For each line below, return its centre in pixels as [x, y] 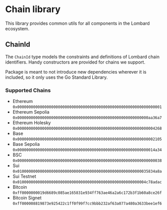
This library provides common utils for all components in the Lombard [77, 23]
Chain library [33, 9]
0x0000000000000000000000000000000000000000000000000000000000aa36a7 [87, 118]
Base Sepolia [26, 144]
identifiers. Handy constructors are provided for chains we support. [75, 62]
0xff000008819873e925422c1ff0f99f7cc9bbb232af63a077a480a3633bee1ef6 [87, 204]
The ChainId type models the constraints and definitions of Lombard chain [82, 57]
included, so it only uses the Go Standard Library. [57, 77]
